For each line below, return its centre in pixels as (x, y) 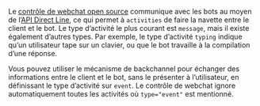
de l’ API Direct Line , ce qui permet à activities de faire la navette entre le (129, 20)
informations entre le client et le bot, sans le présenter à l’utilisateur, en (124, 77)
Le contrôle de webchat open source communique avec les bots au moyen (130, 11)
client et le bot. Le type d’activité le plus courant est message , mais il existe (129, 28)
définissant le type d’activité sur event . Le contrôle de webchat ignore (122, 85)
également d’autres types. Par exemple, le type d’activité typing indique (126, 36)
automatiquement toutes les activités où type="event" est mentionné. (121, 94)
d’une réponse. (33, 53)
